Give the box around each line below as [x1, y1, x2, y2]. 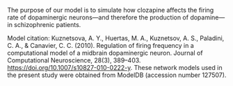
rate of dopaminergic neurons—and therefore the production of [7, 13, 189, 21]
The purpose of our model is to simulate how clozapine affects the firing [7, 6, 214, 14]
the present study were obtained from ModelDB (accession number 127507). [7, 71, 227, 79]
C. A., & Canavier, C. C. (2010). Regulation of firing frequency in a [7, 42, 195, 49]
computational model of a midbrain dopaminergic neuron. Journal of [7, 49, 203, 57]
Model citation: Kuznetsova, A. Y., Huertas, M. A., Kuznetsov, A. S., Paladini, [7, 34, 225, 42]
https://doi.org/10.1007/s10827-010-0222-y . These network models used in [7, 64, 223, 71]
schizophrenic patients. [13, 21, 81, 28]
